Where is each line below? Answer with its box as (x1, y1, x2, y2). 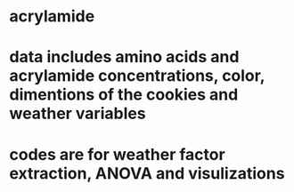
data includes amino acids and (9, 47, 240, 68)
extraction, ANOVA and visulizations (9, 163, 285, 183)
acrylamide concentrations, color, (9, 66, 265, 86)
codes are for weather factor (9, 144, 225, 164)
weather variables (9, 104, 146, 124)
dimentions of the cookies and (9, 84, 239, 105)
